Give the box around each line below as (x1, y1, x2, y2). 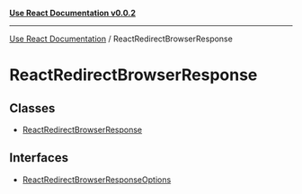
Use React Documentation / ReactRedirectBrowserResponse (9, 33, 234, 44)
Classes (9, 101, 56, 116)
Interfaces (9, 150, 69, 165)
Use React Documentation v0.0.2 (9, 8, 137, 18)
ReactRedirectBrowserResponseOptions (22, 174, 172, 185)
